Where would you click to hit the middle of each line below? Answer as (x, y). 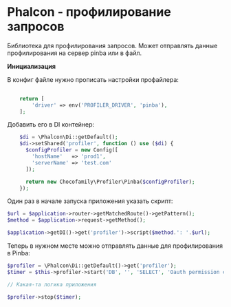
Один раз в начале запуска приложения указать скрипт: (90, 201)
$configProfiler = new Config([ (71, 150)
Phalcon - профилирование (89, 12)
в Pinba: (19, 253)
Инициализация (32, 66)
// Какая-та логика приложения (52, 284)
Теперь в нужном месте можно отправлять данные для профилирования (115, 246)
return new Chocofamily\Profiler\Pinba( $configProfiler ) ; (110, 182)
